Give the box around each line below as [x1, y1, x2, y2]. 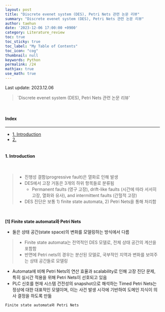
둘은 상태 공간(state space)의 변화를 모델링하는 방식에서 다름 [12, 229, 130, 235]
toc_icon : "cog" [5, 48, 38, 53]
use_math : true [5, 71, 36, 76]
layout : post [5, 7, 32, 12]
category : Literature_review [5, 30, 65, 35]
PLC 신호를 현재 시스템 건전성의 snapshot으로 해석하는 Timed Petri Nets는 [12, 281, 157, 286]
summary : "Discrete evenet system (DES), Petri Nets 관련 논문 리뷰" [5, 16, 144, 21]
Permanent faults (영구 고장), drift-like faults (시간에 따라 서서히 [31, 186, 157, 192]
